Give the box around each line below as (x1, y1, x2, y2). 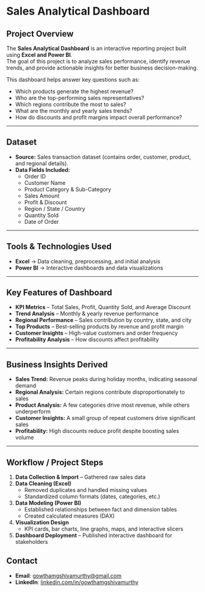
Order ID (24, 173, 46, 180)
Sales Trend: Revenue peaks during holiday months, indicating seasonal (15, 376, 197, 383)
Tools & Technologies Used (6, 241, 112, 252)
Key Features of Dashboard (6, 288, 112, 298)
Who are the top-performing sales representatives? (15, 95, 145, 101)
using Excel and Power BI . (6, 51, 73, 59)
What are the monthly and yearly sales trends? (15, 107, 132, 114)
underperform (15, 408, 51, 415)
